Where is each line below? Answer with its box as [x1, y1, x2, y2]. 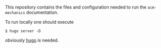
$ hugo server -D [5, 29, 41, 34]
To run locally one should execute [5, 19, 74, 25]
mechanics [5, 10, 26, 15]
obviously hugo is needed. [5, 37, 59, 43]
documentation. [26, 9, 58, 15]
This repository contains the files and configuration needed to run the [5, 4, 147, 10]
